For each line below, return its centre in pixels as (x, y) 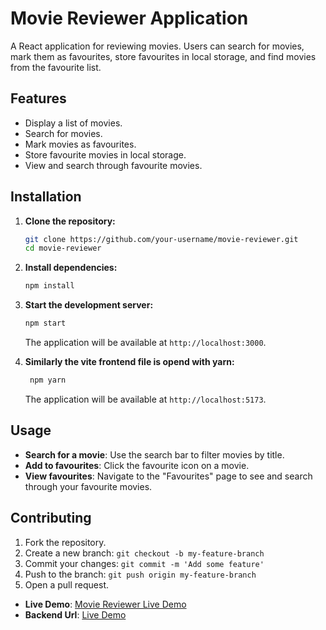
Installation (46, 197)
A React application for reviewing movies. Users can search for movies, (157, 46)
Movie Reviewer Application (129, 18)
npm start (45, 323)
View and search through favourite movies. (113, 165)
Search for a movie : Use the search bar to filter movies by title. (154, 454)
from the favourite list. (56, 67)
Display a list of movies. (73, 123)
